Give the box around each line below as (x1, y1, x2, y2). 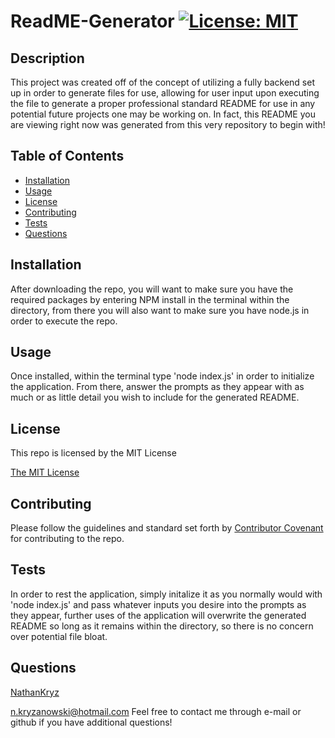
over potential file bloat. (10, 630, 108, 642)
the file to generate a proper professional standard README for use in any (10, 98, 316, 109)
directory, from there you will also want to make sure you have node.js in (10, 304, 310, 316)
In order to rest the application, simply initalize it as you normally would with (10, 588, 323, 600)
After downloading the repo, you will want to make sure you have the (10, 283, 294, 295)
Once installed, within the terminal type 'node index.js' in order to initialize (10, 370, 315, 382)
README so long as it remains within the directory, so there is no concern (10, 620, 314, 632)
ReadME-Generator (10, 10, 175, 33)
